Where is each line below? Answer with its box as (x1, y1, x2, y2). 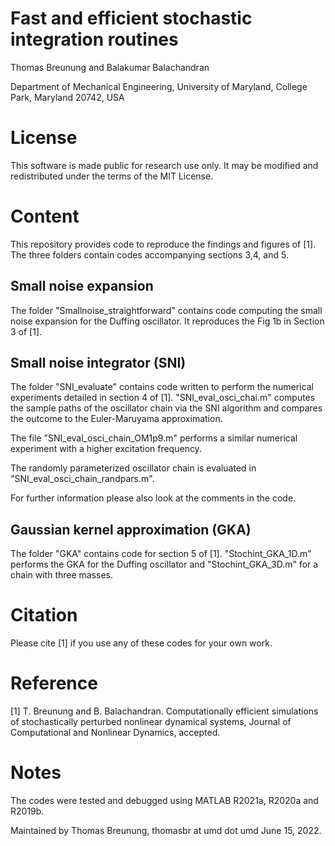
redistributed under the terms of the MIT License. (10, 170, 214, 182)
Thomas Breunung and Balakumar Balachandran (10, 61, 210, 73)
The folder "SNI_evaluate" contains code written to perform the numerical (10, 381, 314, 393)
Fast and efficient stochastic (10, 7, 253, 30)
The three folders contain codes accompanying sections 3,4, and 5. (10, 248, 289, 261)
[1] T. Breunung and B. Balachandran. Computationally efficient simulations (10, 705, 319, 717)
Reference (10, 672, 98, 695)
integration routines (10, 28, 179, 51)
